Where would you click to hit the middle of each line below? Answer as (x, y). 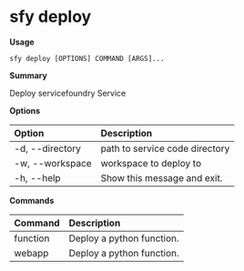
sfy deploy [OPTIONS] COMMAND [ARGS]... (87, 58)
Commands (32, 200)
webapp (31, 253)
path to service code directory (165, 148)
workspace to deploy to (151, 163)
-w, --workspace (53, 163)
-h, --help (37, 177)
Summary (28, 75)
